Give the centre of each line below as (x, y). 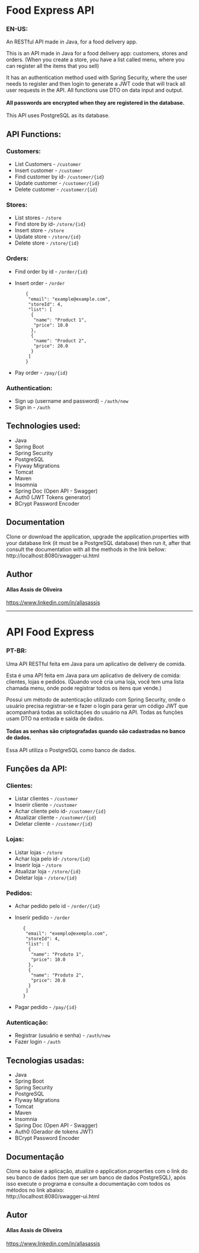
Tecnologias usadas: (45, 1061)
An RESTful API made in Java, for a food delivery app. (72, 42)
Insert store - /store (39, 230)
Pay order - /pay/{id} (41, 372)
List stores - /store (38, 218)
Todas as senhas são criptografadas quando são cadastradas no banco (96, 731)
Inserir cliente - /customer (46, 805)
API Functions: (34, 134)
